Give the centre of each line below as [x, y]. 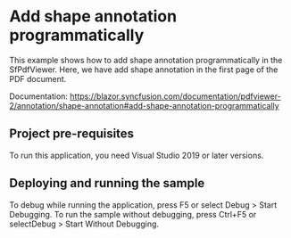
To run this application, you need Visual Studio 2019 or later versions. [137, 155]
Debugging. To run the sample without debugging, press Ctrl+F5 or [133, 214]
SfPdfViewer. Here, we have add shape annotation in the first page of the [144, 70]
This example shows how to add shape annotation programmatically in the [146, 60]
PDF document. [38, 78]
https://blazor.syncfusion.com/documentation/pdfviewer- [175, 96]
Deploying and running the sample [107, 183]
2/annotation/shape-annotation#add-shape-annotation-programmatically [144, 105]
